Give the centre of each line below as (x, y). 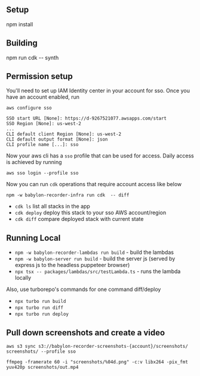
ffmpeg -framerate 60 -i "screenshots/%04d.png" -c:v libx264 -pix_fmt (97, 362)
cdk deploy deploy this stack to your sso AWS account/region (90, 213)
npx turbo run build (40, 302)
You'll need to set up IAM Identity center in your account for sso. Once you (98, 91)
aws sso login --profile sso (42, 173)
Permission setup (39, 76)
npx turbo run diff (39, 308)
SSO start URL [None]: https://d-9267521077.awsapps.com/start (87, 119)
